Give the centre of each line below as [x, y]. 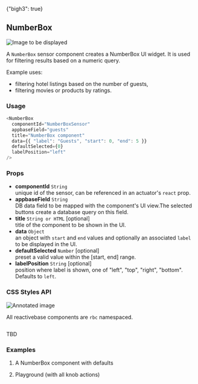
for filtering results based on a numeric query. [63, 60]
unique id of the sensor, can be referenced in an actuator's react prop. [103, 193]
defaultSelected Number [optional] [57, 251]
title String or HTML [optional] [53, 219]
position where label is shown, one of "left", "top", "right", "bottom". [99, 270]
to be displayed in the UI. [46, 244]
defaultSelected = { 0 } [37, 147]
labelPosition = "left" [39, 152]
